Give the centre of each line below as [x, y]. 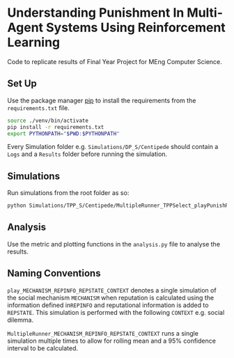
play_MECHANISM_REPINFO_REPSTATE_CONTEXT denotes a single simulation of [112, 290]
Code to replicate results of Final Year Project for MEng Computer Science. [115, 61]
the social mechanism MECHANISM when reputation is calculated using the [111, 297]
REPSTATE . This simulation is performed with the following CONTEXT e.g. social [116, 312]
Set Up [22, 84]
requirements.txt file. [38, 108]
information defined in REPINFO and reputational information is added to [108, 305]
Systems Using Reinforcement [136, 28]
